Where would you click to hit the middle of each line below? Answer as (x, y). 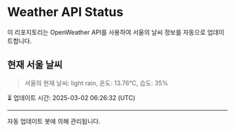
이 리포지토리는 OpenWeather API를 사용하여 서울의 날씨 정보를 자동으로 (107, 32)
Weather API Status (65, 12)
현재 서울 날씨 (35, 65)
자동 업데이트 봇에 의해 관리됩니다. (54, 121)
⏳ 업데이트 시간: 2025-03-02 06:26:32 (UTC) (71, 97)
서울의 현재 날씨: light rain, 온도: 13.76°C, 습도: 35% (96, 83)
